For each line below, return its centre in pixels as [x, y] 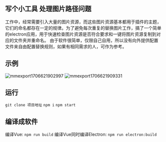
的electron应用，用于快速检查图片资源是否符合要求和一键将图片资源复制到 [81, 34]
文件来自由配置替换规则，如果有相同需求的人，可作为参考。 [66, 47]
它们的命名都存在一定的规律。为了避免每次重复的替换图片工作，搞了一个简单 [83, 28]
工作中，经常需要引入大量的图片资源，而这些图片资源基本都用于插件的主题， [83, 22]
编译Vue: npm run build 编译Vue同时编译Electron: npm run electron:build [81, 135]
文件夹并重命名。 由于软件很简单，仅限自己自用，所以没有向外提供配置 [86, 40]
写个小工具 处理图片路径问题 [48, 9]
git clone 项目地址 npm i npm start [40, 105]
